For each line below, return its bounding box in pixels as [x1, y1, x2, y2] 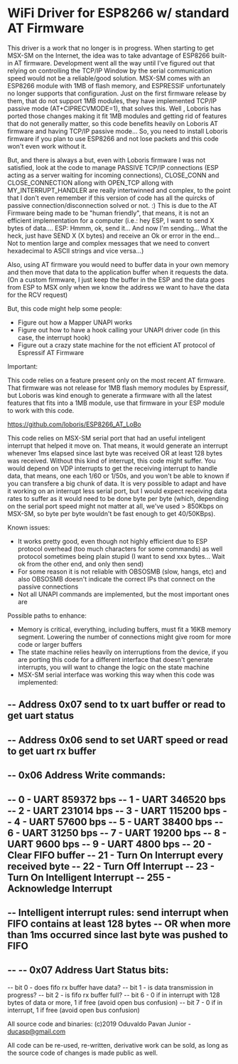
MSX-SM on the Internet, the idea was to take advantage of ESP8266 [7, 51, 210, 60]
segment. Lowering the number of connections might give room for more [17, 632, 232, 641]
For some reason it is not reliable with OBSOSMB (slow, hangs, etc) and [17, 567, 227, 576]
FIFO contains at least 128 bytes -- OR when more [7, 917, 231, 929]
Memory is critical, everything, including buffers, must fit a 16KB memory [17, 625, 232, 633]
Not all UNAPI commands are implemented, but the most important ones [17, 589, 229, 599]
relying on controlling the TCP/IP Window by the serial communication [7, 66, 213, 75]
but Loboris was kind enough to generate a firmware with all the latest [7, 391, 212, 399]
